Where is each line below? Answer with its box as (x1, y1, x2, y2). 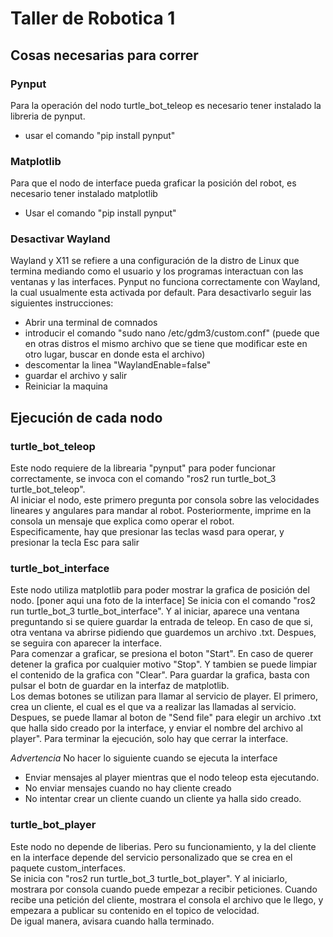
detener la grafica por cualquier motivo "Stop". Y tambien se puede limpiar (10, 658, 318, 671)
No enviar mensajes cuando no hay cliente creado (24, 782, 232, 794)
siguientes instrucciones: (10, 297, 114, 309)
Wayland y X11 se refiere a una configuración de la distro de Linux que (10, 255, 300, 267)
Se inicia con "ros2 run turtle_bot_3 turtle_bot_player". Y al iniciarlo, (10, 872, 288, 884)
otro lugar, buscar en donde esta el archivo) (24, 348, 206, 361)
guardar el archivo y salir (24, 370, 128, 382)
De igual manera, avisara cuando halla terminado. (10, 915, 215, 927)
